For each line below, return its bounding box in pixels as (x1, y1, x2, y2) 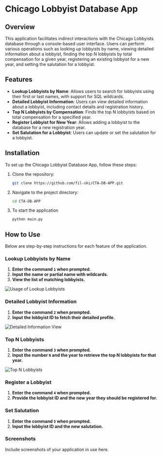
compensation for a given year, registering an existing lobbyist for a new (5, 56, 149, 62)
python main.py (12, 217, 43, 222)
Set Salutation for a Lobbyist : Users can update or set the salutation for (12, 130, 156, 135)
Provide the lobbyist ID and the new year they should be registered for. (12, 395, 158, 401)
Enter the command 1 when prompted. (12, 266, 91, 272)
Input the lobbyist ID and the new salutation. (12, 423, 103, 429)
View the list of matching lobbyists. (12, 277, 85, 283)
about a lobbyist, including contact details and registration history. (12, 103, 145, 110)
